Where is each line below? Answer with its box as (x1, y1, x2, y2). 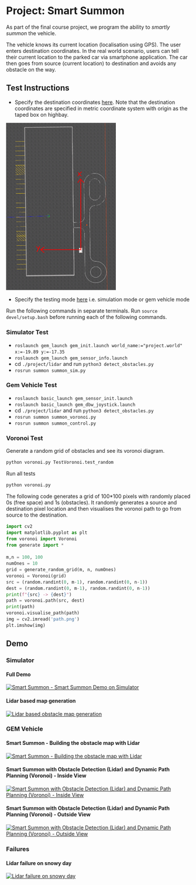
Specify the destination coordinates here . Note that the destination (14, 99, 176, 106)
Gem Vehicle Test (6, 381, 57, 389)
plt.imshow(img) (6, 622, 46, 628)
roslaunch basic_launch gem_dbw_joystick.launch (14, 402, 136, 408)
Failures (6, 845, 30, 853)
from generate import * (6, 542, 64, 548)
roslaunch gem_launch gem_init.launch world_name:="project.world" (14, 343, 183, 348)
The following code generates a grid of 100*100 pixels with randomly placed (6, 493, 191, 500)
